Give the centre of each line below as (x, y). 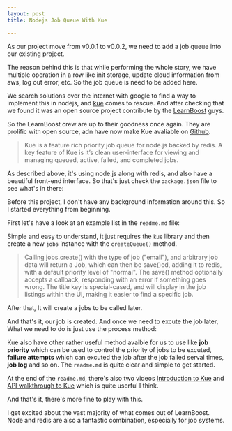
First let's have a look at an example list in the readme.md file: (93, 222)
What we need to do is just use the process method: (82, 328)
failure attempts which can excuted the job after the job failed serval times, (116, 357)
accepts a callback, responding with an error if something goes (115, 279)
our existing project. (36, 54)
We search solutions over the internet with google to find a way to (102, 96)
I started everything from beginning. (59, 209)
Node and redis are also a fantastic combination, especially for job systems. (116, 420)
